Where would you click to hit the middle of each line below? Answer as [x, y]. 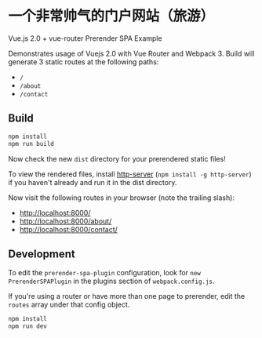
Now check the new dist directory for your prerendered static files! [117, 158]
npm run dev [27, 326]
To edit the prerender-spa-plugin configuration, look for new [105, 273]
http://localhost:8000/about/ [65, 221]
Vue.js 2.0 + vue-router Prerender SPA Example [85, 38]
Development [42, 254]
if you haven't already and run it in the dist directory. [93, 182]
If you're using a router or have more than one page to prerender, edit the [127, 296]
